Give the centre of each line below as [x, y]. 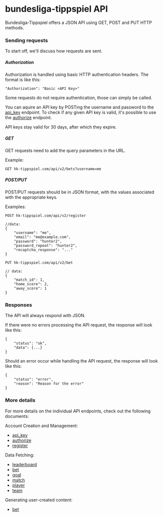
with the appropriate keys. [31, 197]
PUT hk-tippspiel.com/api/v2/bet [39, 263]
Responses [19, 305]
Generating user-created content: [39, 500]
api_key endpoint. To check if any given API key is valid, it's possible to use [81, 112]
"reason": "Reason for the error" [49, 384]
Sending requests [27, 40]
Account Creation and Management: [41, 426]
